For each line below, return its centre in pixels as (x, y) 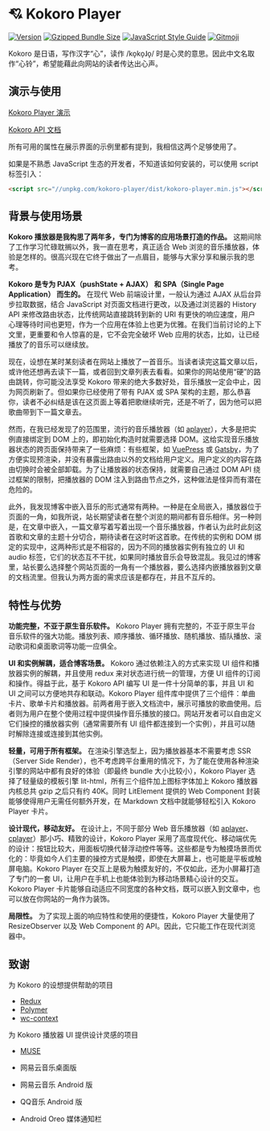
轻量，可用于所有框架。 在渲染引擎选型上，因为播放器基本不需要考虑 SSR (130, 751)
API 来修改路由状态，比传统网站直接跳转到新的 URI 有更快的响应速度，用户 (132, 314)
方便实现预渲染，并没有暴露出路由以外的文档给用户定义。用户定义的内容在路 (135, 459)
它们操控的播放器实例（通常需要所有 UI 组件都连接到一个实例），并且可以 (129, 724)
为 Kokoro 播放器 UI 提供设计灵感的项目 (74, 1035)
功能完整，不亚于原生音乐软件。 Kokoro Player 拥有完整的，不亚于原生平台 (132, 626)
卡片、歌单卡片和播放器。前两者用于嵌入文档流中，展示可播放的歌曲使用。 (131, 704)
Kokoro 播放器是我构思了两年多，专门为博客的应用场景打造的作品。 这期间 (131, 237)
